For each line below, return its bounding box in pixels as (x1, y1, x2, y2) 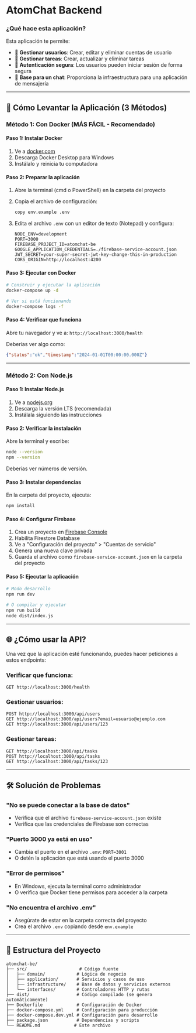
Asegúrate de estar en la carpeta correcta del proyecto (14, 917, 147, 924)
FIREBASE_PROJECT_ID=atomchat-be (14, 241, 96, 248)
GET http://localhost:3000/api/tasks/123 (6, 758, 108, 764)
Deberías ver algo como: (6, 340, 65, 347)
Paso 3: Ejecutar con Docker (6, 269, 76, 276)
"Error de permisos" (6, 869, 65, 877)
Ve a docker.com (14, 148, 55, 155)
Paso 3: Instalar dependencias (6, 478, 82, 485)
